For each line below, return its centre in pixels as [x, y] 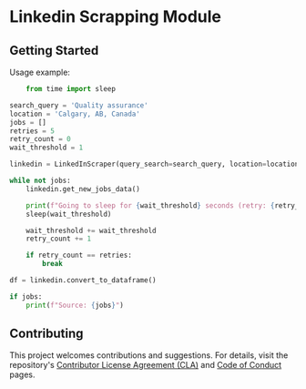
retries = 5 [32, 131]
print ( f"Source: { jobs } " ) [75, 305]
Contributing [46, 334]
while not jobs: [40, 180]
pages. [22, 374]
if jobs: [26, 297]
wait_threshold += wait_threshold [91, 230]
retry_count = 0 [40, 139]
